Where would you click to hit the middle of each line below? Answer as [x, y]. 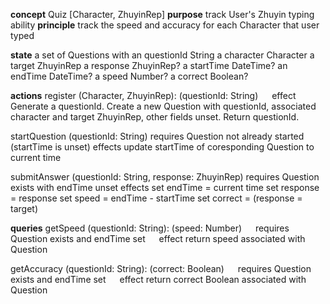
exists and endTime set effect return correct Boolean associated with [158, 279]
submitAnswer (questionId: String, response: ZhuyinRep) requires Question [165, 177]
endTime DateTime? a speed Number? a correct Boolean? [129, 76]
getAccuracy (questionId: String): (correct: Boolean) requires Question [161, 268]
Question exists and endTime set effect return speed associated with [158, 238]
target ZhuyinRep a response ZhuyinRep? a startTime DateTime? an [149, 65]
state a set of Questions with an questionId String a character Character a [162, 55]
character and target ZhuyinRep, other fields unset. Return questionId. [155, 117]
